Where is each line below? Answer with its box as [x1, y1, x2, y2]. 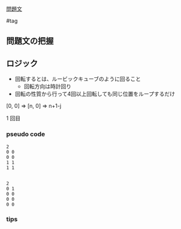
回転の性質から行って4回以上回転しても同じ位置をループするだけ [14, 91, 176, 98]
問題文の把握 [6, 36, 54, 46]
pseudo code [6, 130, 46, 138]
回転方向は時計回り [23, 83, 72, 90]
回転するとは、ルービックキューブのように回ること [14, 76, 141, 83]
